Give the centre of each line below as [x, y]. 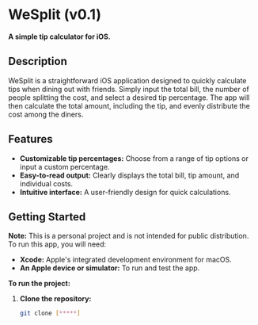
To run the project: [40, 284]
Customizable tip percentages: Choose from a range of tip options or [134, 158]
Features [30, 139]
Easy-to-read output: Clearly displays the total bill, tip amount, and [129, 175]
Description [38, 61]
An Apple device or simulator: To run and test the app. [110, 268]
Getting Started [47, 217]
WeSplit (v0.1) [55, 15]
